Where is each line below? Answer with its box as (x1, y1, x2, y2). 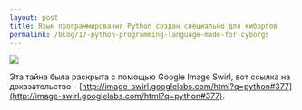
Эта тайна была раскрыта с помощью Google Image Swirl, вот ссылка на (9, 71, 291, 82)
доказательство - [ (9, 81, 83, 92)
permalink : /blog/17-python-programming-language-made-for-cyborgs (9, 30, 270, 39)
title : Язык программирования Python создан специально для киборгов (9, 22, 278, 31)
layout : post (9, 13, 59, 23)
